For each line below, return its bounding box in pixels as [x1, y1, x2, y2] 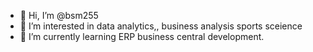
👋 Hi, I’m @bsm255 [19, 10, 99, 21]
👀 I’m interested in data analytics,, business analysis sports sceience [19, 20, 303, 32]
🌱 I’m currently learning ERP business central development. [19, 31, 265, 42]
